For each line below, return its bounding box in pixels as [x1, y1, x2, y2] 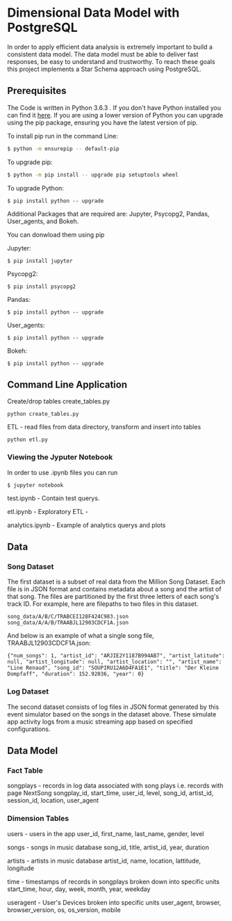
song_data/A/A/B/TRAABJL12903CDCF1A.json [7, 619, 129, 627]
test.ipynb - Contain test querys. [7, 494, 100, 502]
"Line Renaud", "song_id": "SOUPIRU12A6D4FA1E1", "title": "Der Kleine [7, 664, 219, 672]
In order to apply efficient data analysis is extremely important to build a [7, 42, 213, 51]
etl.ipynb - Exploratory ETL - [7, 507, 89, 515]
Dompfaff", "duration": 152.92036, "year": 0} [7, 671, 144, 678]
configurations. [7, 725, 51, 733]
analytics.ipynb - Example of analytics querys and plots [7, 520, 166, 529]
